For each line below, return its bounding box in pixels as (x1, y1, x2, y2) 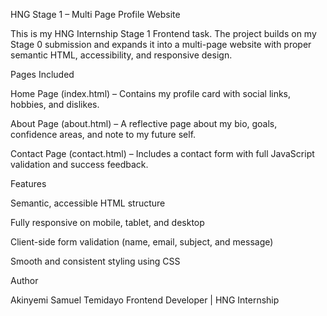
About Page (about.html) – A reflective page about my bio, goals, (10, 118, 278, 129)
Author (10, 275, 39, 286)
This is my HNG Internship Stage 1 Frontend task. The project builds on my (10, 28, 317, 39)
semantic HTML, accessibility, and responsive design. (10, 49, 233, 61)
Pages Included (10, 69, 75, 80)
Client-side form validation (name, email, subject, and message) (10, 236, 274, 248)
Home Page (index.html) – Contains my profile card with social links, (10, 88, 292, 99)
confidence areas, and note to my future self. (10, 129, 197, 140)
